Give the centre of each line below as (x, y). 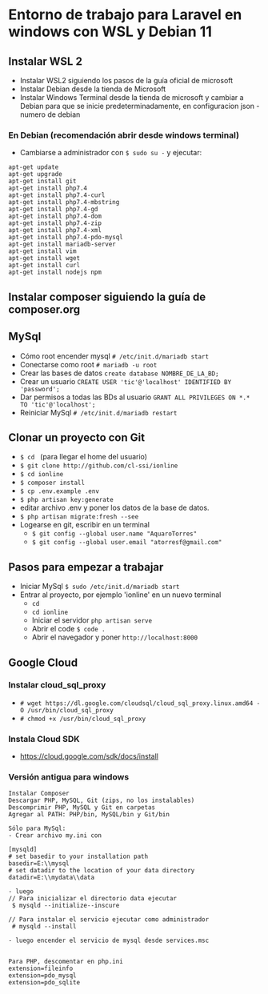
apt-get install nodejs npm (55, 273)
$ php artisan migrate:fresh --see (79, 517)
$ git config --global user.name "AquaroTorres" (114, 534)
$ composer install (52, 483)
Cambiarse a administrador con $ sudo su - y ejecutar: (111, 153)
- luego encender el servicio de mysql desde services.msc (109, 941)
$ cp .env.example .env (60, 491)
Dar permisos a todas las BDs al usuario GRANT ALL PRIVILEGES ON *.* (135, 397)
